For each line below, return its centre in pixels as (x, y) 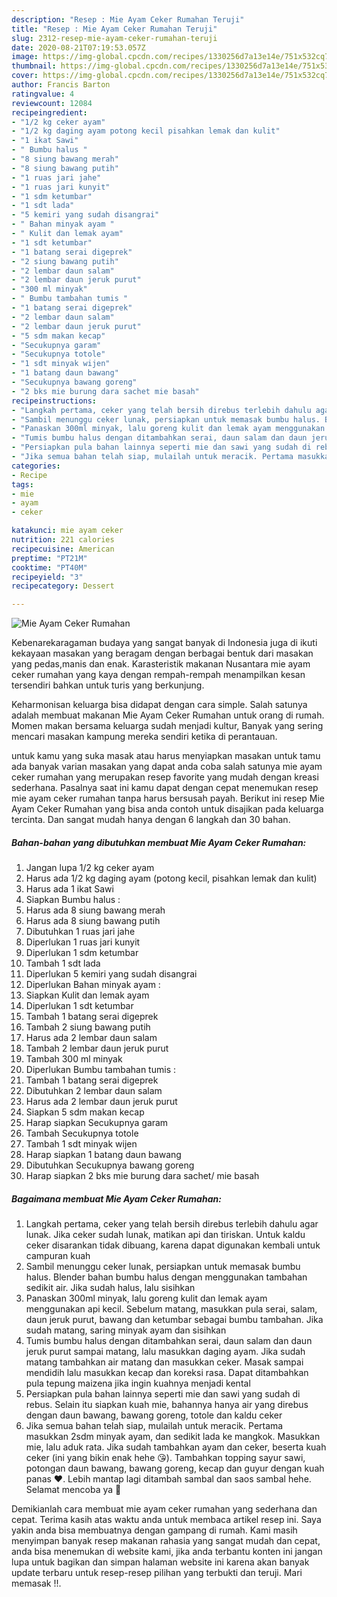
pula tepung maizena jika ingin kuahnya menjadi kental (138, 1383)
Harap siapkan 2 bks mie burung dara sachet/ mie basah (142, 1176)
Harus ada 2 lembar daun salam (91, 1038)
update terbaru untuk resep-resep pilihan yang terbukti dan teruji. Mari (157, 1573)
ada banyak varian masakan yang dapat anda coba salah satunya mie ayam (167, 767)
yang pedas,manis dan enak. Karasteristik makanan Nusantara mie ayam (161, 664)
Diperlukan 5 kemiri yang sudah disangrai (111, 974)
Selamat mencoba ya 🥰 (73, 1490)
